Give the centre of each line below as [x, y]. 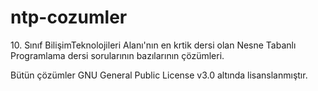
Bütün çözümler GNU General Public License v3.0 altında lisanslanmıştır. [159, 75]
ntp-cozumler [69, 17]
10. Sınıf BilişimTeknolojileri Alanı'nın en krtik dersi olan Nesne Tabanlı [153, 45]
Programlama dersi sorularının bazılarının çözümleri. [117, 55]
